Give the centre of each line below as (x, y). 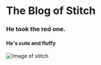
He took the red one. (36, 29)
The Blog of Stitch (51, 11)
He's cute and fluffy (31, 43)
